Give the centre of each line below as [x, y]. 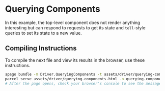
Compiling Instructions [41, 48]
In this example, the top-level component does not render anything [73, 23]
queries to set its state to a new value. [43, 33]
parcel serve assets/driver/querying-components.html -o [65, 79]
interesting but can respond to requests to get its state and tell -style [75, 27]
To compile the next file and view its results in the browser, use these [75, 60]
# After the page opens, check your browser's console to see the [74, 83]
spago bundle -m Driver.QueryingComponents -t [54, 74]
